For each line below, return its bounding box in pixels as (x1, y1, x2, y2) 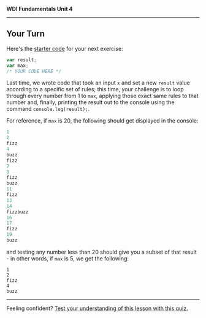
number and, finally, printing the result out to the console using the (6, 99, 175, 106)
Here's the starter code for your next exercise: (6, 45, 124, 52)
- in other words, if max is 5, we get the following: (6, 254, 129, 262)
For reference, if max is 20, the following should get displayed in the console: (6, 117, 199, 124)
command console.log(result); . (6, 105, 90, 113)
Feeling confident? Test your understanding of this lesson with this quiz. (6, 305, 188, 312)
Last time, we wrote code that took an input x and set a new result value (6, 79, 190, 86)
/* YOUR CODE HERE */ (6, 68, 62, 74)
